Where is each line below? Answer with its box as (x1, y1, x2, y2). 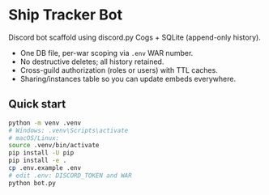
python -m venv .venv (8, 119, 82, 127)
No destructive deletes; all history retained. (19, 57, 164, 66)
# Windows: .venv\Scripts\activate (8, 126, 129, 134)
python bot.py (8, 179, 57, 187)
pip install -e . (8, 156, 67, 165)
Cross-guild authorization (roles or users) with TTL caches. (19, 65, 219, 74)
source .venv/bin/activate (8, 142, 100, 150)
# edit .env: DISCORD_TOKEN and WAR (8, 172, 132, 180)
